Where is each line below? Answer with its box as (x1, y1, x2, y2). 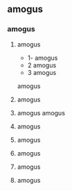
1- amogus (27, 53, 58, 62)
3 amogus (27, 68, 57, 76)
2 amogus (27, 60, 57, 69)
